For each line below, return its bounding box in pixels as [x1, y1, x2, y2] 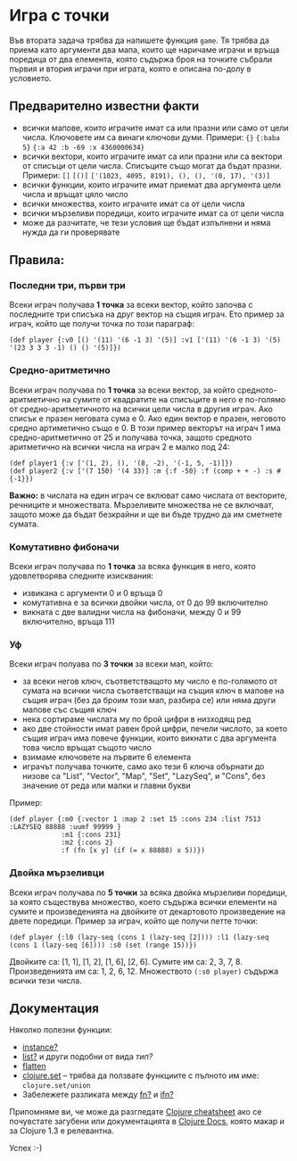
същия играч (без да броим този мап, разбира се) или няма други [21, 695, 276, 706]
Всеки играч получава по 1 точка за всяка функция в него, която [9, 561, 256, 572]
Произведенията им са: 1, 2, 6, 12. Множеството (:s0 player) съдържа [9, 966, 279, 976]
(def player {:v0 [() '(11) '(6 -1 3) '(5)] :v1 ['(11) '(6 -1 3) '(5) [9, 336, 281, 344]
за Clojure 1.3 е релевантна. [9, 1125, 114, 1136]
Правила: [9, 253, 65, 268]
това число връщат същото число [21, 742, 152, 753]
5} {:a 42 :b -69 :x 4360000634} [21, 143, 145, 152]
